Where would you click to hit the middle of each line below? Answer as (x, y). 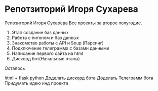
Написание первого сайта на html (47, 53)
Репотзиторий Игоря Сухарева (72, 9)
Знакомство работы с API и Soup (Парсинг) (58, 43)
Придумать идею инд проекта (37, 83)
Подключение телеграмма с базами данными (60, 48)
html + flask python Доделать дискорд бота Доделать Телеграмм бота (79, 78)
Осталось (15, 68)
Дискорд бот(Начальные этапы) (46, 58)
